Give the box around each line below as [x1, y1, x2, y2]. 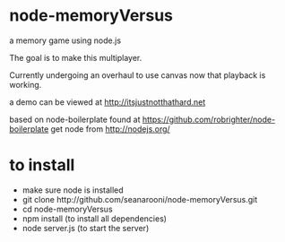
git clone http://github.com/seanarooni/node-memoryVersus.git [22, 194, 258, 204]
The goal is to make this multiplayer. [9, 52, 142, 63]
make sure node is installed [22, 185, 124, 195]
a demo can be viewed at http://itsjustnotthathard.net [9, 96, 206, 108]
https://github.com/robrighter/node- [142, 114, 276, 125]
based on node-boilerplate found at [9, 114, 141, 125]
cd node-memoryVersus [22, 203, 114, 214]
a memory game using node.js [9, 35, 122, 46]
